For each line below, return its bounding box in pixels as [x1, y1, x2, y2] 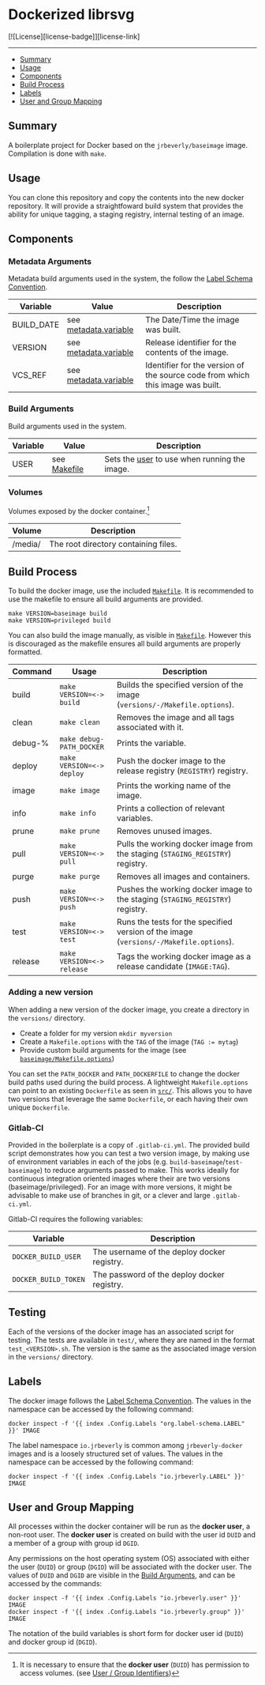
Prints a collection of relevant [117, 803, 225, 814]
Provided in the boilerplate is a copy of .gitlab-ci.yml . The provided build [8, 1140, 250, 1149]
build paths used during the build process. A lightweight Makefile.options [8, 1077, 248, 1087]
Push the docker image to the [117, 756, 226, 767]
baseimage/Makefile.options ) [19, 1054, 115, 1063]
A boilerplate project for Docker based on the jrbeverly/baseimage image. [8, 140, 248, 149]
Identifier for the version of [145, 360, 244, 371]
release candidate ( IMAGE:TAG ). [117, 961, 230, 972]
